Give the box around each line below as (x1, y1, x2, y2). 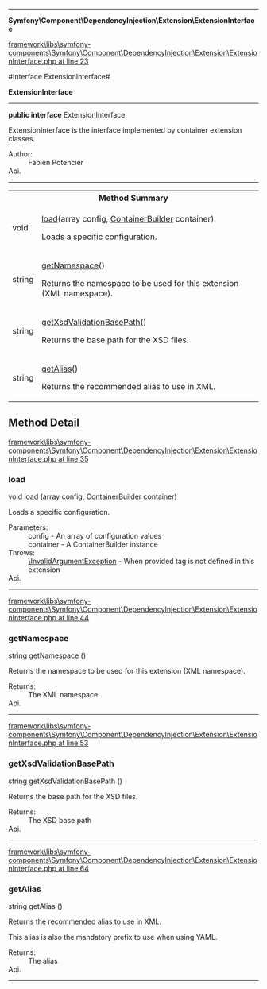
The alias (28, 956, 58, 965)
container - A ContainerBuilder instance (28, 539, 159, 549)
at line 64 (58, 863, 90, 873)
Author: (8, 149, 33, 159)
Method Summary (99, 192, 168, 203)
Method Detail (8, 416, 80, 430)
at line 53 (58, 738, 89, 748)
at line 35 (58, 454, 89, 463)
